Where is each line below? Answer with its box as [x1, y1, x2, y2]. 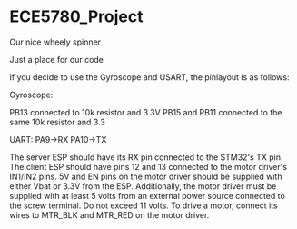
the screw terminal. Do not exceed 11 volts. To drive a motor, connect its [9, 200, 279, 211]
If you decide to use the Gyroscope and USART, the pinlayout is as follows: [9, 71, 290, 83]
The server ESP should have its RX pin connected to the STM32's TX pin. [9, 152, 283, 163]
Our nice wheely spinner [9, 36, 102, 47]
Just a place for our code [9, 54, 104, 65]
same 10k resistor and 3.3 [9, 116, 106, 127]
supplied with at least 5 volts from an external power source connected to [9, 190, 286, 201]
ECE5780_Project [9, 6, 144, 27]
